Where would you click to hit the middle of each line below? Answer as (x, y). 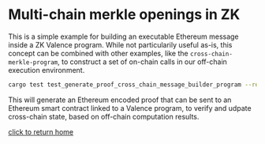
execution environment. (47, 70)
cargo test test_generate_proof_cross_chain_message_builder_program (125, 85)
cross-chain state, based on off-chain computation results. (104, 116)
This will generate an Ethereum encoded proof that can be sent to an (120, 100)
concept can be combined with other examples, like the (98, 53)
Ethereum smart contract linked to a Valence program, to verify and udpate (130, 108)
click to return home (41, 131)
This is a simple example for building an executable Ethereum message (123, 36)
